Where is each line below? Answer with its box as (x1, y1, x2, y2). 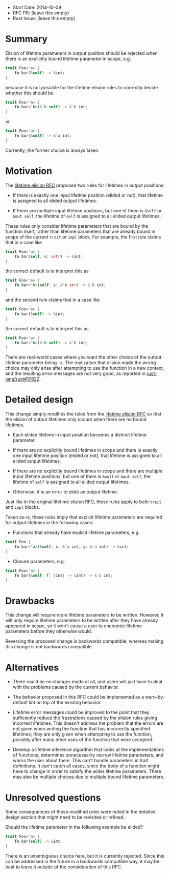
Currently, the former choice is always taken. (5, 147, 100, 153)
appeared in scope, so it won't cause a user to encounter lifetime (5, 623, 142, 629)
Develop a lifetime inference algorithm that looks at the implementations (12, 746, 164, 753)
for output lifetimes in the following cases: (5, 520, 93, 526)
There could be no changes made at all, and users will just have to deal (12, 679, 162, 685)
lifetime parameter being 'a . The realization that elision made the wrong (5, 360, 156, 366)
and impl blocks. (5, 504, 40, 510)
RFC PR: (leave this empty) (12, 10, 69, 16)
